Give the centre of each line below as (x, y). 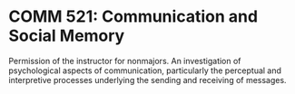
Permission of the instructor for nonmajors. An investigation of (125, 61)
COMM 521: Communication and (133, 17)
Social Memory (67, 36)
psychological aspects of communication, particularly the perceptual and (145, 70)
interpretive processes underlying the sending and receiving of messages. (147, 80)
